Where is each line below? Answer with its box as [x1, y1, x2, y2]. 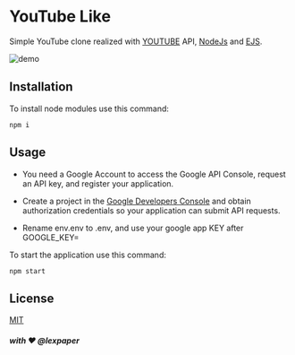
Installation [9, 79, 73, 95]
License [9, 290, 55, 306]
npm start [9, 266, 46, 275]
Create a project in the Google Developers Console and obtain [21, 195, 252, 206]
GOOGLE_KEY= [21, 231, 80, 243]
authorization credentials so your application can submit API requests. [21, 204, 281, 216]
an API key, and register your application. [21, 177, 174, 189]
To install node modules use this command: [9, 103, 170, 114]
